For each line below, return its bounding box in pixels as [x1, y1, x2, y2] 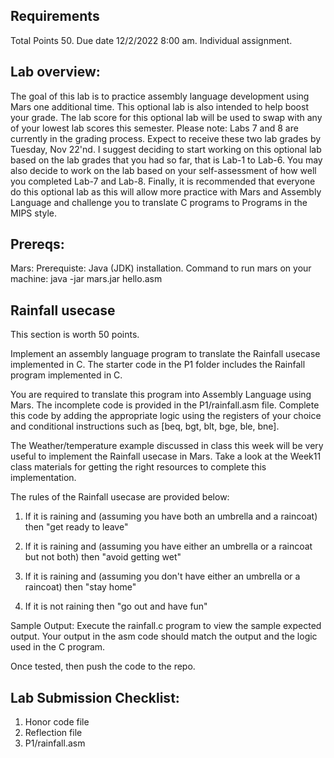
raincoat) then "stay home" [24, 581, 137, 593]
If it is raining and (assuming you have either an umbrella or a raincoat [24, 540, 313, 553]
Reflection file [24, 727, 83, 739]
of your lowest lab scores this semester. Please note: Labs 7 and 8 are [10, 122, 299, 134]
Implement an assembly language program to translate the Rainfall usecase [10, 348, 321, 360]
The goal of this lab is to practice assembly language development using [10, 90, 310, 102]
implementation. [10, 472, 77, 484]
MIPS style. [10, 207, 58, 219]
